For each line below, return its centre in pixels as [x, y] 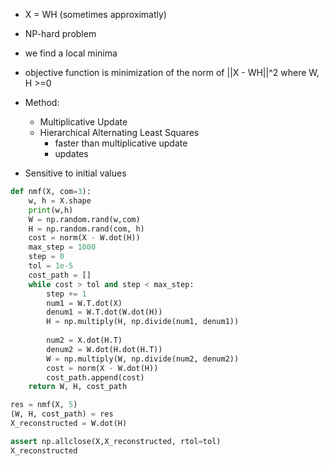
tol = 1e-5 [51, 266]
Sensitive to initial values [75, 173]
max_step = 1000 [62, 247]
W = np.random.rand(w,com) [84, 219]
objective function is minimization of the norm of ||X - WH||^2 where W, [172, 72]
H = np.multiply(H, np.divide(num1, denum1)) [143, 322]
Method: [42, 102]
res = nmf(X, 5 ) [44, 405]
